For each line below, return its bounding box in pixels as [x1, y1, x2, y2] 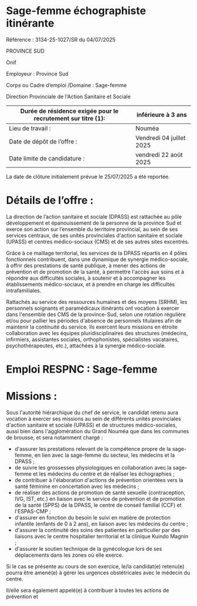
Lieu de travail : [9, 124, 51, 132]
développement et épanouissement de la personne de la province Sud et [6, 219, 182, 226]
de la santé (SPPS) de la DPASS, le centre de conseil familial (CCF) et [14, 501, 182, 508]
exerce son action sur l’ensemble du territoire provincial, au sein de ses [6, 225, 178, 233]
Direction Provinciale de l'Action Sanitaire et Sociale [6, 93, 131, 100]
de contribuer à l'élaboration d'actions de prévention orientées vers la [14, 477, 184, 483]
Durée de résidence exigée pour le [20, 107, 119, 115]
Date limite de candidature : [9, 154, 85, 162]
